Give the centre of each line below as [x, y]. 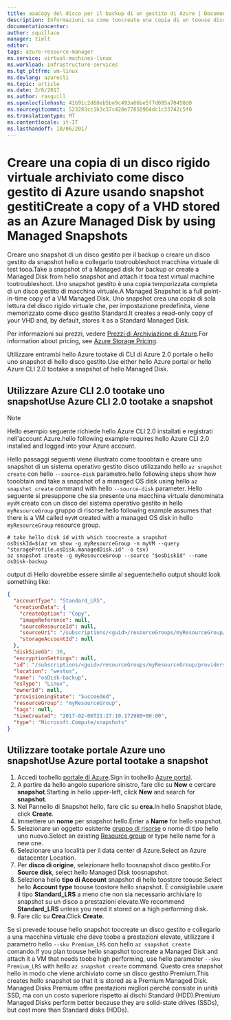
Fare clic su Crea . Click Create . [60, 916]
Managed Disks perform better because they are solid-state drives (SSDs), [113, 1003]
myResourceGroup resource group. [54, 525]
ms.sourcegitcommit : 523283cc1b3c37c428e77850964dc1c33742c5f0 [100, 109]
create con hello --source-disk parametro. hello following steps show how [112, 474]
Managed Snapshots [68, 236]
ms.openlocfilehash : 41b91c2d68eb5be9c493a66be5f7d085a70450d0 [100, 103]
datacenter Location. [46, 858]
